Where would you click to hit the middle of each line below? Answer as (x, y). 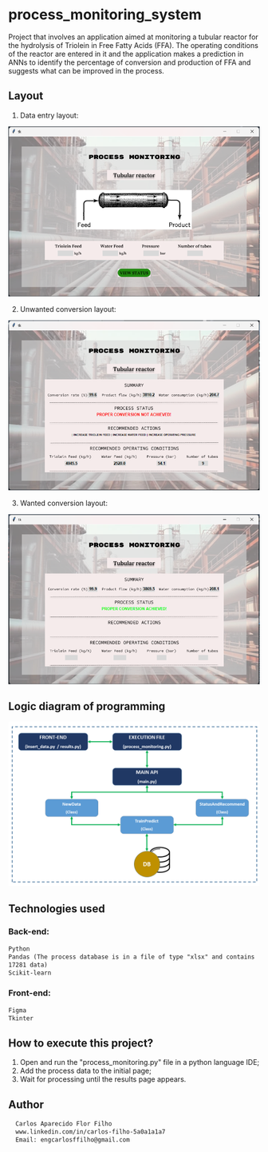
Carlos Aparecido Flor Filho (64, 1124)
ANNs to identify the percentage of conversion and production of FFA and (130, 62)
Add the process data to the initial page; (85, 1071)
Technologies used (57, 909)
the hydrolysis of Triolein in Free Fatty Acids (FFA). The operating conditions (134, 45)
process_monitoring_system (105, 15)
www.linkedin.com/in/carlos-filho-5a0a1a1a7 (91, 1132)
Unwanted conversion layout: (68, 309)
